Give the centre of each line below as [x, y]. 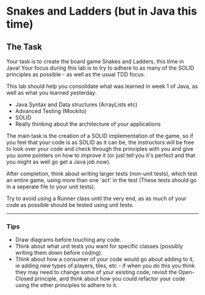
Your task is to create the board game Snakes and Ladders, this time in [95, 61]
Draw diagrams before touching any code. [68, 240]
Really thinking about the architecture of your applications [88, 124]
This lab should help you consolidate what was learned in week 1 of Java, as [102, 86]
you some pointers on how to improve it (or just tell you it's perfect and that [101, 155]
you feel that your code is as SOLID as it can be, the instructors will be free [100, 142]
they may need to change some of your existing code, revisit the [96, 272]
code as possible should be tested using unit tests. [70, 205]
